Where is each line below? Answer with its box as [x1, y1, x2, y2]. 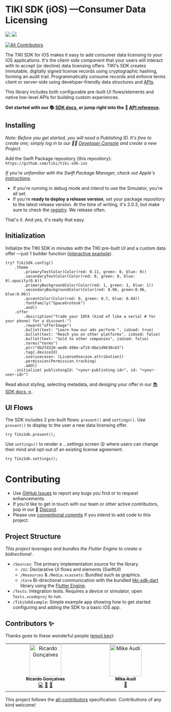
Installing [5, 121, 36, 130]
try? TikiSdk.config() [5, 260, 53, 265]
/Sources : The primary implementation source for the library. [12, 561, 139, 567]
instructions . [5, 175, 32, 181]
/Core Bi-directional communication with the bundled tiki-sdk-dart [20, 577, 159, 583]
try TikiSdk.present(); [5, 432, 56, 437]
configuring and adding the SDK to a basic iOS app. [12, 604, 121, 610]
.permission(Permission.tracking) [23, 358, 97, 363]
